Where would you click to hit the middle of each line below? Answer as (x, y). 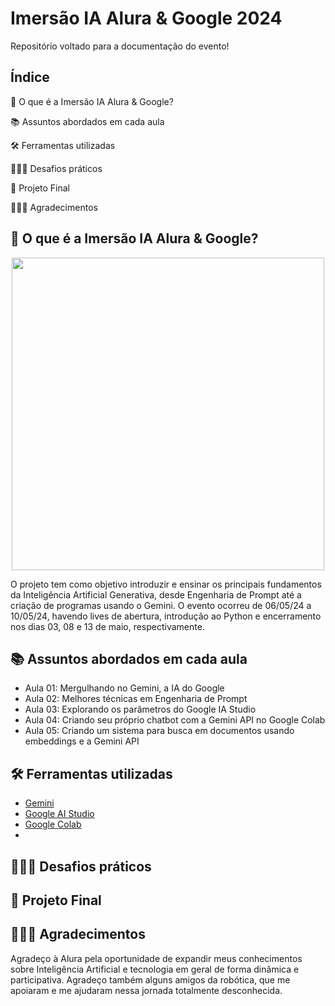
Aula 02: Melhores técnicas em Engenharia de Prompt (136, 699)
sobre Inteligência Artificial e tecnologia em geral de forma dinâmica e (155, 969)
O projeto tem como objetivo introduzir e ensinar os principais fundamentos (166, 584)
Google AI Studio (59, 814)
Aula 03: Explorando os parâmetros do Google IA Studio (140, 709)
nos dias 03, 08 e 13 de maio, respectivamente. (107, 626)
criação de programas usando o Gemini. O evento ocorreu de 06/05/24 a (161, 605)
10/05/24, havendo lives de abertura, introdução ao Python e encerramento (166, 616)
